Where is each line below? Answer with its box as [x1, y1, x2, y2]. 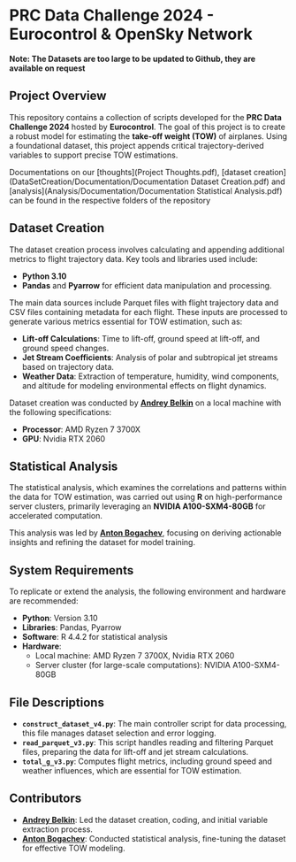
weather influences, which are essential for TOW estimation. [21, 766, 242, 775]
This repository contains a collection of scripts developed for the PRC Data [9, 112, 283, 122]
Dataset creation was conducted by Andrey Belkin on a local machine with [9, 397, 282, 408]
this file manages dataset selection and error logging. [21, 727, 216, 738]
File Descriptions [9, 695, 104, 710]
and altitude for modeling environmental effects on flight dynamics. [21, 380, 267, 390]
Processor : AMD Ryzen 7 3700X [21, 424, 141, 435]
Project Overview [9, 89, 107, 104]
